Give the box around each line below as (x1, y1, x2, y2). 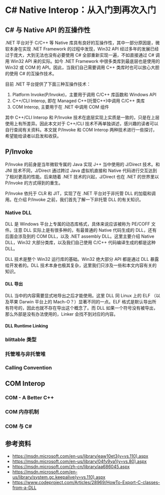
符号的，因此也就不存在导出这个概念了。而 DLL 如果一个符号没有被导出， (9, 305, 158, 311)
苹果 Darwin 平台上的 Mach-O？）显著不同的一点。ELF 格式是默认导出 (9, 299, 152, 305)
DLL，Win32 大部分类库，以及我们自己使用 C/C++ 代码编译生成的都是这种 (5, 240, 156, 246)
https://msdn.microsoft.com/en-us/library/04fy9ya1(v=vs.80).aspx (12, 458, 147, 464)
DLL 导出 (5, 281, 23, 287)
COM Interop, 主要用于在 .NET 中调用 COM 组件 (12, 104, 109, 110)
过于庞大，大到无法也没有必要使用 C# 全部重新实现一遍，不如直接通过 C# (5, 52, 154, 58)
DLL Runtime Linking (5, 323, 48, 329)
